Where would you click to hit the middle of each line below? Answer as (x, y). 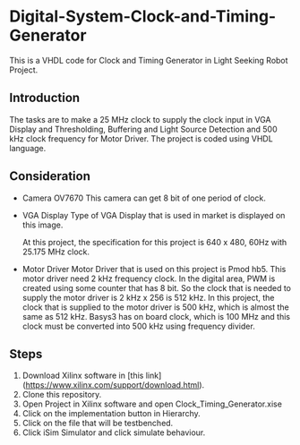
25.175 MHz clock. (56, 252)
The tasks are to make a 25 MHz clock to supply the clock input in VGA (140, 119)
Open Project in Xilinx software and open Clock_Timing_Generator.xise (152, 404)
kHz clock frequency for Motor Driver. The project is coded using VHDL (141, 138)
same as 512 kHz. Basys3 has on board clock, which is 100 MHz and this (156, 316)
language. (28, 148)
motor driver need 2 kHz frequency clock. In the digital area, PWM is (149, 278)
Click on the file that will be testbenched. (98, 424)
